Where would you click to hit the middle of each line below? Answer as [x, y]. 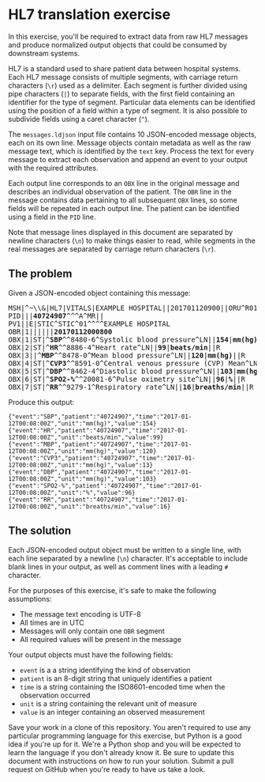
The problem [40, 274]
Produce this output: [41, 402]
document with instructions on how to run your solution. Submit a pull [121, 761]
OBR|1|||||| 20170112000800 [60, 331]
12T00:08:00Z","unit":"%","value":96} [72, 493]
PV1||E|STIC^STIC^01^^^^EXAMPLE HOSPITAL [90, 323]
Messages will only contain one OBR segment [92, 631]
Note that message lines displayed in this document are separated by [121, 232]
